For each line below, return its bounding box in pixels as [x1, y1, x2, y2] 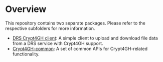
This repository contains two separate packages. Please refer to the [5, 20, 145, 26]
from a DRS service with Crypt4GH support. [12, 40, 104, 46]
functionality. [12, 51, 40, 57]
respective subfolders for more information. [5, 25, 95, 31]
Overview [5, 3, 47, 15]
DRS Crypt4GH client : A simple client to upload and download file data [12, 35, 158, 41]
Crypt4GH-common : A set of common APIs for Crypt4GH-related [12, 45, 148, 51]
